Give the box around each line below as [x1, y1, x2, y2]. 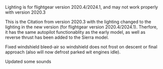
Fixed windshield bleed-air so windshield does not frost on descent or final [5, 44, 158, 49]
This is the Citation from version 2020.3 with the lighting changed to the [5, 19, 152, 24]
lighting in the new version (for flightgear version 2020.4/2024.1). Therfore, [5, 24, 158, 30]
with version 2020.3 [5, 9, 46, 15]
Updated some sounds [5, 59, 51, 64]
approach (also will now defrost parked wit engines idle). [5, 49, 121, 55]
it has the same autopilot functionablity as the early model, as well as [5, 29, 146, 35]
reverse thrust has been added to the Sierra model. [5, 34, 109, 40]
